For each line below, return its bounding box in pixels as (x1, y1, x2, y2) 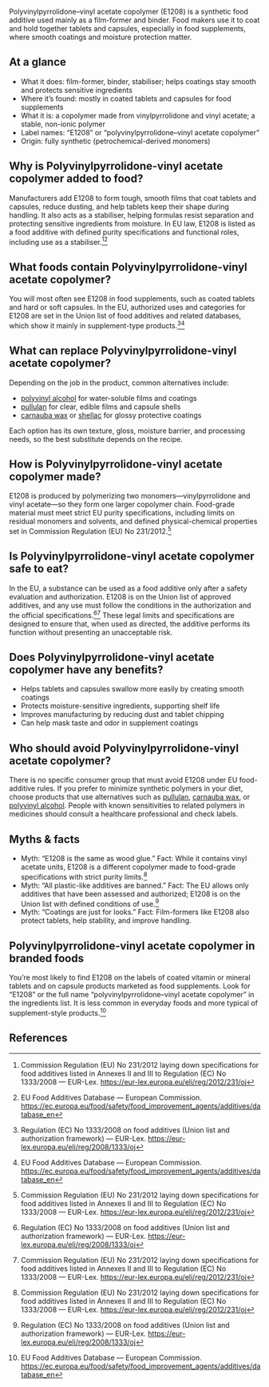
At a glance (9, 55, 67, 69)
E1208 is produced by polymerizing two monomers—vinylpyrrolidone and (9, 491, 251, 501)
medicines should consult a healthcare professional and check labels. (9, 809, 239, 819)
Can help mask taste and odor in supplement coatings (20, 718, 199, 728)
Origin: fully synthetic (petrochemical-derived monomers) (20, 136, 211, 146)
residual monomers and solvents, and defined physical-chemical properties (9, 516, 258, 527)
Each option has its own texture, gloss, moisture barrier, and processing (9, 426, 246, 435)
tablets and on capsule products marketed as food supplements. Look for (9, 981, 251, 991)
